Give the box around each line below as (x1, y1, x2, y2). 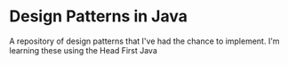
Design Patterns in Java (9, 6, 188, 27)
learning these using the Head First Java (9, 45, 158, 55)
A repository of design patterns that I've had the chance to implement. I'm (9, 36, 280, 46)
